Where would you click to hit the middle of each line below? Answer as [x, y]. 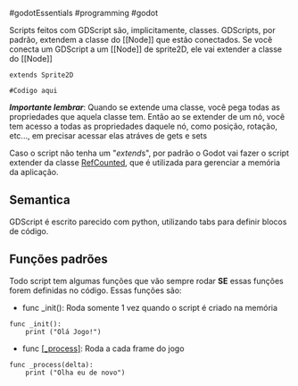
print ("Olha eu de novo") [75, 373]
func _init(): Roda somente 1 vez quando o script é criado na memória [150, 307]
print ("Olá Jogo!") [63, 331]
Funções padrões [59, 260]
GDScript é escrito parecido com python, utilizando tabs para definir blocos [148, 222]
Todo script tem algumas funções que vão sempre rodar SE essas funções [146, 281]
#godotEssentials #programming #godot [84, 13]
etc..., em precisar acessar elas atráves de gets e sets [108, 136]
